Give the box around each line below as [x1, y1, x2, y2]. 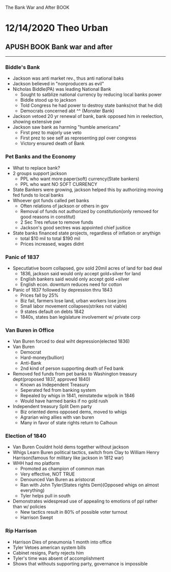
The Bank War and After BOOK [5, 5, 70, 10]
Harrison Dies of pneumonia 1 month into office [12, 539, 112, 545]
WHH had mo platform [12, 460, 60, 466]
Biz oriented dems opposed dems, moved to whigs [20, 409, 127, 415]
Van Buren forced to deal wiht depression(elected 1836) [12, 338, 130, 344]
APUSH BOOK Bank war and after [5, 42, 113, 51]
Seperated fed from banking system [20, 387, 96, 393]
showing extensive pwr [12, 118, 62, 125]
